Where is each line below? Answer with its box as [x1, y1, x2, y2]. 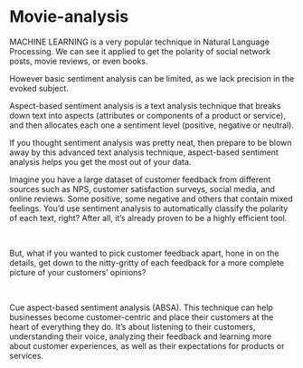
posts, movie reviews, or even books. [9, 55, 148, 66]
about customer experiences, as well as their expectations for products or [9, 340, 285, 351]
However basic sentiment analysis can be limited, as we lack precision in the [9, 73, 295, 83]
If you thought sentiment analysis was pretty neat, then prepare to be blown [9, 137, 292, 148]
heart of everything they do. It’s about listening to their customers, [9, 321, 256, 332]
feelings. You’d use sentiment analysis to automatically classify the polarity [9, 202, 289, 214]
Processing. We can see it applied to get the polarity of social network [9, 45, 271, 56]
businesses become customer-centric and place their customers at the [9, 311, 274, 323]
